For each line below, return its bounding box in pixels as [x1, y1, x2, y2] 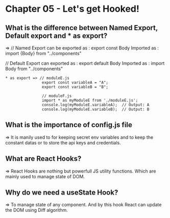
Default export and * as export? [5, 31, 108, 40]
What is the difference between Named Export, [5, 23, 158, 32]
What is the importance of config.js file [5, 120, 133, 129]
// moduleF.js [41, 93, 72, 99]
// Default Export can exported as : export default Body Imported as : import [5, 60, 165, 66]
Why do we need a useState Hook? [5, 188, 118, 197]
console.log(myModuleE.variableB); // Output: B [41, 107, 150, 112]
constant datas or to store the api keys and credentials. [5, 139, 122, 146]
